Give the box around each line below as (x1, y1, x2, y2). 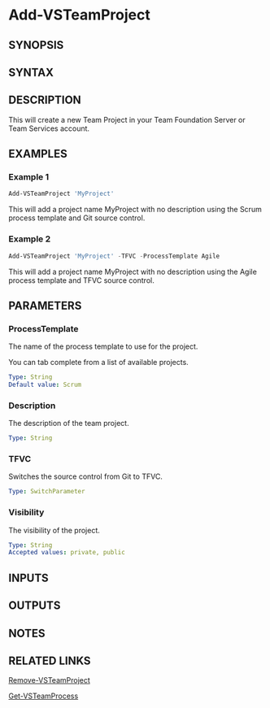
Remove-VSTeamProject (8, 675, 91, 685)
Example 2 (8, 233, 51, 245)
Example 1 (8, 172, 50, 183)
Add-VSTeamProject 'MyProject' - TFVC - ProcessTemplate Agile (8, 252, 220, 260)
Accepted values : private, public (8, 549, 126, 557)
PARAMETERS (8, 298, 82, 312)
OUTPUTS (8, 599, 61, 613)
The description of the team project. (8, 419, 129, 428)
